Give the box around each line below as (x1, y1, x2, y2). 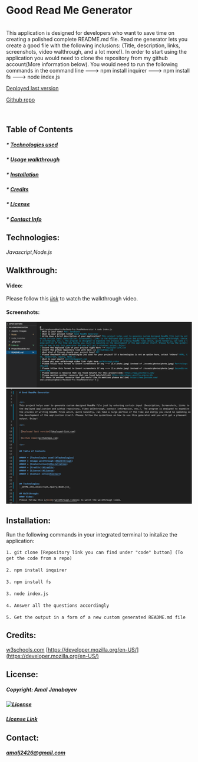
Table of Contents (6, 125, 74, 135)
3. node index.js (6, 591, 49, 597)
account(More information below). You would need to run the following (6, 60, 178, 68)
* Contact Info (6, 215, 42, 223)
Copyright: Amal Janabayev (6, 686, 77, 693)
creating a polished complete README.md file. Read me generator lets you (6, 35, 188, 42)
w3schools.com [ (6, 646, 48, 653)
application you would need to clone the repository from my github (6, 54, 168, 61)
